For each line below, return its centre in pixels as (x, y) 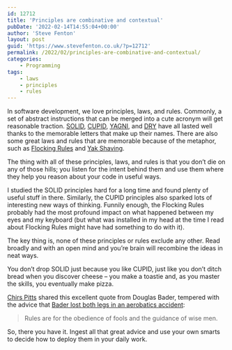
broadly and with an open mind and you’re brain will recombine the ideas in (115, 248)
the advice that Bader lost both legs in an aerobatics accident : (96, 305)
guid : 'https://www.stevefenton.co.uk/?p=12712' (79, 46)
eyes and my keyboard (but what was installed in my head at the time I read (116, 220)
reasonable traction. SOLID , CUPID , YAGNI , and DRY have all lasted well (110, 126)
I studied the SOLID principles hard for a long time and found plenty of (108, 190)
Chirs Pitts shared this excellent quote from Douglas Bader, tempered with (113, 298)
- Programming (40, 66)
